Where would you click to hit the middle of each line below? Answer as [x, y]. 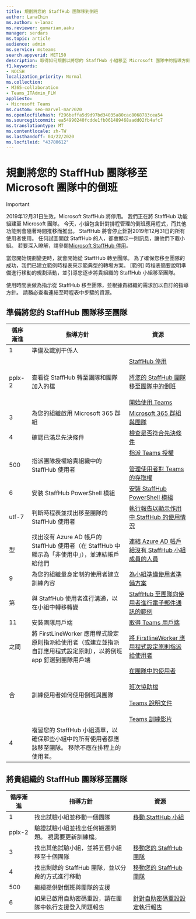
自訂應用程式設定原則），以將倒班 [77, 651]
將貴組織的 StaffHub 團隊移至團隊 [67, 779]
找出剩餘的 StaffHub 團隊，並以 [77, 868]
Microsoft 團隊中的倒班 [62, 187]
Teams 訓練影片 [151, 719]
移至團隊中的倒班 [153, 386]
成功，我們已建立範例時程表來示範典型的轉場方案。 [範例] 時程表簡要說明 [94, 265]
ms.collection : [24, 83]
